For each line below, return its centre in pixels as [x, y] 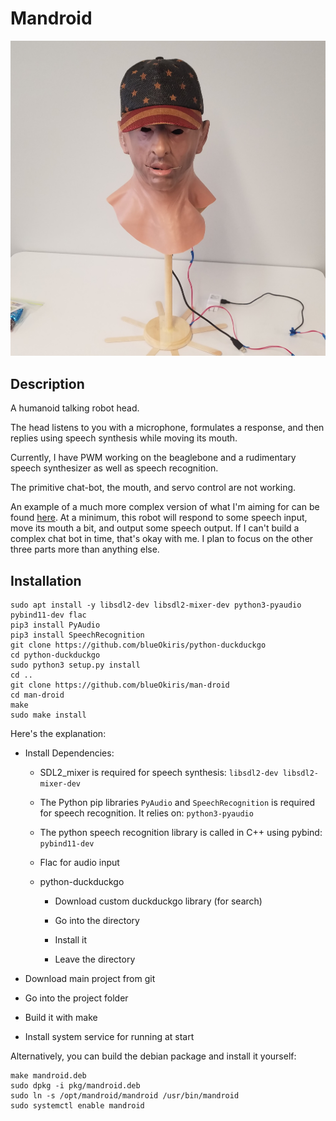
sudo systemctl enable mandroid [77, 1106]
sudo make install [48, 715]
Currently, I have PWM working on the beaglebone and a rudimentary [153, 458]
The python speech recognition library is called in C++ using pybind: [181, 833]
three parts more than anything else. [85, 549]
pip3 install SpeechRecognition [77, 635]
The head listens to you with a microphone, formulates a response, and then [167, 428]
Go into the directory [97, 921]
